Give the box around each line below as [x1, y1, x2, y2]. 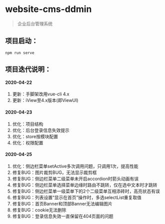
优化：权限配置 [12, 139, 43, 145]
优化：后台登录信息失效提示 [12, 127, 70, 133]
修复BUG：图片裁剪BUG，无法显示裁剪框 [12, 169, 97, 175]
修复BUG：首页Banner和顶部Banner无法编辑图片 [12, 200, 113, 206]
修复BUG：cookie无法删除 [12, 206, 66, 213]
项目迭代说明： [5, 65, 51, 73]
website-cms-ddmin [5, 3, 92, 15]
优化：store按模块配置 [12, 133, 58, 139]
